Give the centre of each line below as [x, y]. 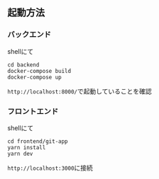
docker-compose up [34, 77]
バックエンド [29, 35]
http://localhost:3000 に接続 [50, 168]
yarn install [27, 147]
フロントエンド [33, 111]
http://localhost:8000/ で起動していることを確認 [80, 91]
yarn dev [20, 154]
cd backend [23, 65]
